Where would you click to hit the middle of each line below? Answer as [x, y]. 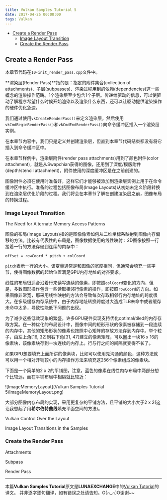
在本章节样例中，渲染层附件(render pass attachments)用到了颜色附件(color [82, 158]
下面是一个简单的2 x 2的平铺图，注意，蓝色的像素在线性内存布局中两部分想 [82, 371]
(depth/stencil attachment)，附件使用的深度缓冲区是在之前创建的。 [74, 170]
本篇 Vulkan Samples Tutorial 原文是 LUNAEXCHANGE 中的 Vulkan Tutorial [80, 486]
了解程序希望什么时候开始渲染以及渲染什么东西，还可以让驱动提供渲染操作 [85, 101]
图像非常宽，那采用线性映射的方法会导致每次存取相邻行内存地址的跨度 [81, 295]
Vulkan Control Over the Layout [37, 419]
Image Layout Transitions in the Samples [47, 428]
